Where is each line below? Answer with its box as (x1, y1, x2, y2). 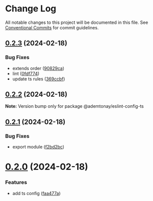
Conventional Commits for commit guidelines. (5, 24, 99, 30)
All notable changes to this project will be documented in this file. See (5, 19, 149, 25)
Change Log (5, 3, 56, 14)
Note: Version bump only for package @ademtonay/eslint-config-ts (5, 103, 144, 109)
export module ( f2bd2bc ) (12, 144, 65, 150)
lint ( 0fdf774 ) (12, 70, 40, 76)
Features (5, 179, 27, 186)
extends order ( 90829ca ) (12, 65, 65, 71)
